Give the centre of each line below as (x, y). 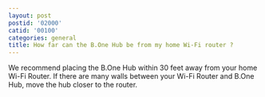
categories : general (43, 38)
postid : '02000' (35, 23)
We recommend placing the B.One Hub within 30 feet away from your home (133, 68)
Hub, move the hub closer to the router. (73, 85)
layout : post (30, 16)
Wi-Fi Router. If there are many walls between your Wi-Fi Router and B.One (131, 76)
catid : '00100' (34, 30)
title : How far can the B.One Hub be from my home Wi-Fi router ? (121, 45)
